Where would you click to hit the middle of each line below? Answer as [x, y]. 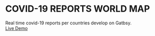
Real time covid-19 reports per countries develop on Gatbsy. [68, 23]
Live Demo [17, 28]
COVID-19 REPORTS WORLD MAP [78, 9]
